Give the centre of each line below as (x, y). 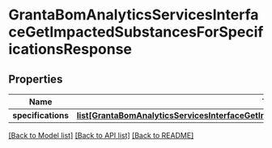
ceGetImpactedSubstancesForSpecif (136, 32)
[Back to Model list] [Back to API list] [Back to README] (101, 135)
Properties (36, 79)
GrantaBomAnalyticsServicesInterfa (134, 15)
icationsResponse (70, 49)
